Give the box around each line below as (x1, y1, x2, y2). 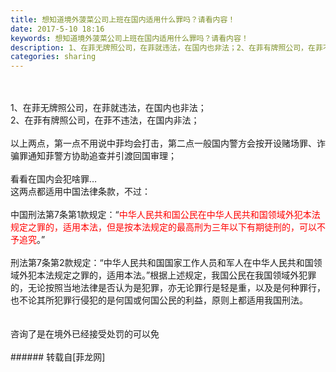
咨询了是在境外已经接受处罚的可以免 (10, 328, 160, 340)
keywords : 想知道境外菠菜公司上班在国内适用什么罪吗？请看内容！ (10, 33, 249, 43)
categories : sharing (10, 52, 97, 62)
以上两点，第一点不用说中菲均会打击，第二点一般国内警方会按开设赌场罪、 (10, 137, 317, 150)
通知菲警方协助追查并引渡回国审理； (27, 150, 177, 162)
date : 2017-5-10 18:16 (10, 24, 105, 34)
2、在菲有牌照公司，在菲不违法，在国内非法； (10, 114, 200, 126)
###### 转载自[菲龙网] (10, 351, 106, 363)
